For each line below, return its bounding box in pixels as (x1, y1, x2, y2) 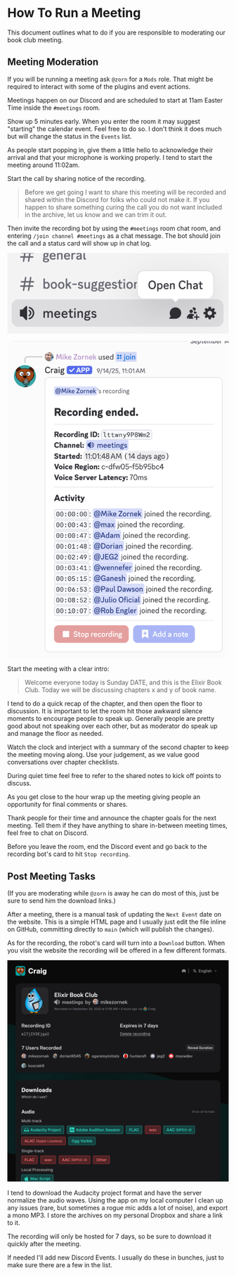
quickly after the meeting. (7, 1239, 81, 1248)
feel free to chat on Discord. (7, 829, 88, 837)
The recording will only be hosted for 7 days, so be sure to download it (7, 1232, 212, 1241)
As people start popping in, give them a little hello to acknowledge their (7, 146, 214, 154)
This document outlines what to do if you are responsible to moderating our (7, 28, 226, 37)
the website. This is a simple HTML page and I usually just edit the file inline (7, 917, 227, 926)
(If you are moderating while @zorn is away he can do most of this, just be (7, 888, 219, 897)
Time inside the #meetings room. (7, 103, 100, 112)
